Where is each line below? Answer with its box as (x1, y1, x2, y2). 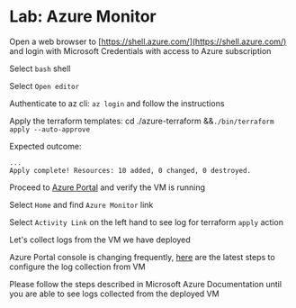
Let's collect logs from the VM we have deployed (9, 234, 191, 245)
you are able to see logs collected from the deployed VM (9, 288, 220, 299)
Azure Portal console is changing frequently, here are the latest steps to (9, 251, 276, 262)
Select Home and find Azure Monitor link (9, 199, 154, 210)
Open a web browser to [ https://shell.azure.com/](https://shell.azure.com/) (9, 36, 287, 47)
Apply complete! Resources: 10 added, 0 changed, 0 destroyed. (9, 166, 252, 175)
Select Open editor (9, 80, 79, 91)
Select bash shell (9, 63, 71, 74)
